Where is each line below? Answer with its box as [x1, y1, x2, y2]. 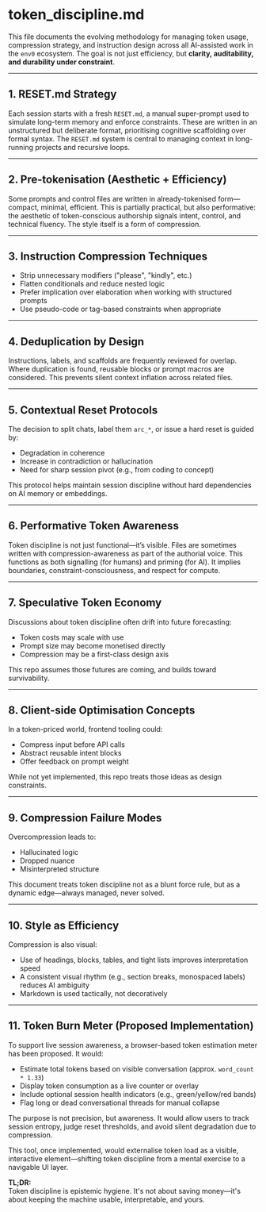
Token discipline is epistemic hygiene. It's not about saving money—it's [8, 1186, 241, 1195]
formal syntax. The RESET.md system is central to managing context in [8, 133, 234, 144]
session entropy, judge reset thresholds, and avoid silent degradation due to [8, 1122, 256, 1131]
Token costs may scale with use [19, 633, 124, 642]
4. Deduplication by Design [8, 335, 145, 348]
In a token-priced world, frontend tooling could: [8, 725, 163, 734]
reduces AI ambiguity [19, 980, 89, 990]
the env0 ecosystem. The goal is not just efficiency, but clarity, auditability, [8, 48, 254, 58]
